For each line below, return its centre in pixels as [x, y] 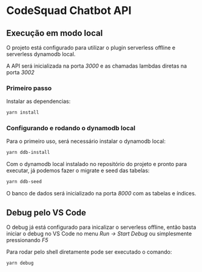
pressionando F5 [27, 240]
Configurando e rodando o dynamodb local [71, 128]
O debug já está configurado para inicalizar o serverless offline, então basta [101, 227]
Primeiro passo [29, 88]
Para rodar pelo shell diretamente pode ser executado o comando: [89, 252]
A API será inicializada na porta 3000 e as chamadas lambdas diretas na [96, 66]
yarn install [23, 113]
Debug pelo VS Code [46, 213]
